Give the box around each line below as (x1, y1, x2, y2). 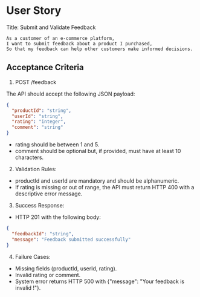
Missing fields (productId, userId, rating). (15, 264, 117, 272)
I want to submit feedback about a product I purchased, (6, 41, 153, 47)
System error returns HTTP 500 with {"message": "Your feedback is (15, 278, 185, 285)
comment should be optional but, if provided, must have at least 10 (15, 148, 181, 154)
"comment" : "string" (11, 125, 63, 131)
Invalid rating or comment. (15, 271, 81, 278)
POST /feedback (15, 78, 57, 85)
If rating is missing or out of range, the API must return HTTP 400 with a (15, 184, 195, 191)
